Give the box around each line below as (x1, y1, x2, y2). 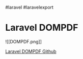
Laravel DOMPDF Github (5, 48, 57, 54)
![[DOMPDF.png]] (5, 38, 42, 44)
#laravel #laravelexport (5, 5, 53, 10)
